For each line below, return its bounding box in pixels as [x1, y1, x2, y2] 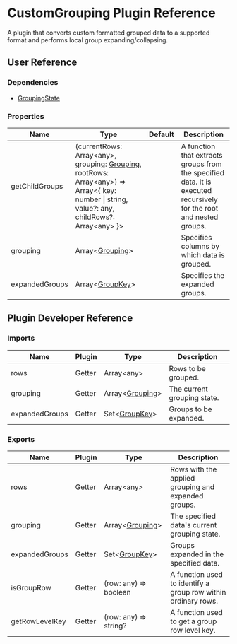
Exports [7, 434, 35, 444]
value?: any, [75, 203, 115, 213]
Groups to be [169, 404, 212, 414]
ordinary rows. [170, 596, 219, 606]
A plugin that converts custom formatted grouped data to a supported [7, 28, 210, 37]
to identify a [170, 578, 210, 588]
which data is [181, 250, 225, 259]
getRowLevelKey [11, 616, 66, 626]
